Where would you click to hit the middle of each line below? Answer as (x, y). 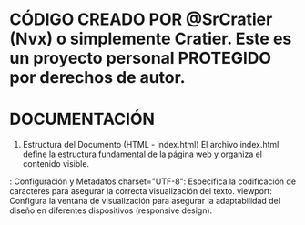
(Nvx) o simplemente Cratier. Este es (151, 39)
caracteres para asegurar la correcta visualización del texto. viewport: (141, 191)
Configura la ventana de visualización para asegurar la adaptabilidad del (145, 201)
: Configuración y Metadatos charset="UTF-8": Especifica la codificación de (153, 181)
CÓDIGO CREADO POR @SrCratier (141, 20)
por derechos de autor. (97, 78)
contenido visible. (56, 164)
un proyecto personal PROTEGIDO (140, 58)
